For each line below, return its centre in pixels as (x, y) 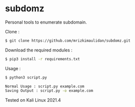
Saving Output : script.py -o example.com (49, 91)
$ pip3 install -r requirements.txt (42, 59)
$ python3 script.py (26, 77)
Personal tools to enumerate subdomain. (46, 22)
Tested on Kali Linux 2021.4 (33, 100)
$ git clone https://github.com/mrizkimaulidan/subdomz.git (68, 40)
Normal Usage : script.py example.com (45, 86)
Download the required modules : (39, 50)
